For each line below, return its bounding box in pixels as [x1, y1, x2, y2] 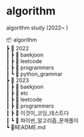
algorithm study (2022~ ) [6, 24, 68, 31]
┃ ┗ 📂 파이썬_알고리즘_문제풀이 [6, 117, 79, 124]
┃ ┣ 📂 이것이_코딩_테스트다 [6, 109, 69, 117]
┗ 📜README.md [6, 123, 46, 130]
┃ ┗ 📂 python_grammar [6, 70, 63, 78]
